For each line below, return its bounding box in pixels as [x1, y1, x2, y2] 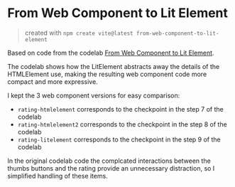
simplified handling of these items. [7, 171, 108, 180]
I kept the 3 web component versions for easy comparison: [7, 91, 180, 100]
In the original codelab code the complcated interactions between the [7, 156, 211, 165]
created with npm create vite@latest [24, 28, 133, 37]
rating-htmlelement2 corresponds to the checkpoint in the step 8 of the [17, 119, 227, 129]
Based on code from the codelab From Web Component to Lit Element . [7, 48, 214, 57]
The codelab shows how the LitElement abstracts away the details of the [7, 62, 220, 70]
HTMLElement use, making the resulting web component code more [7, 70, 207, 78]
